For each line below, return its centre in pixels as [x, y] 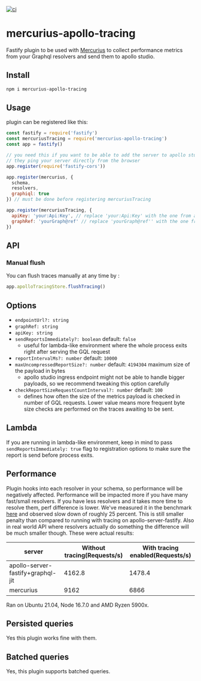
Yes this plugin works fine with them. [51, 638]
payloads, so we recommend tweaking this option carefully [97, 383]
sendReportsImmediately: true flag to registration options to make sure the [98, 448]
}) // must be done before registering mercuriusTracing [79, 200]
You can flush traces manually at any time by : [63, 276]
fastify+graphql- [33, 572]
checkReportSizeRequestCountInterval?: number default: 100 [89, 390]
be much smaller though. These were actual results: [70, 533]
